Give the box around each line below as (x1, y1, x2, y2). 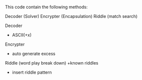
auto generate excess (12, 51, 56, 56)
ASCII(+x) (12, 32, 32, 38)
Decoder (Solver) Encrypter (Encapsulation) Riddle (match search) (5, 13, 138, 19)
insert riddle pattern (12, 69, 52, 75)
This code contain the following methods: (5, 4, 88, 10)
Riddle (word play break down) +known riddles (5, 60, 98, 66)
